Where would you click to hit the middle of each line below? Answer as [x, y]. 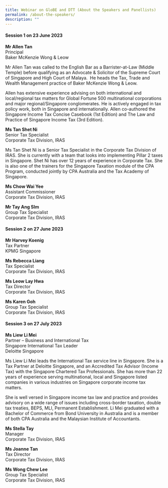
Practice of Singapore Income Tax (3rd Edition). [55, 119]
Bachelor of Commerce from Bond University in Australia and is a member [82, 413]
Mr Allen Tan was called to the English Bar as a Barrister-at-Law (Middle [80, 67]
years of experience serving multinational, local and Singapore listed [76, 377]
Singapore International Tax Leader [41, 345]
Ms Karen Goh [20, 301]
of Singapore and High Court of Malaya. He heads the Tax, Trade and [77, 78]
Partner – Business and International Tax [47, 340]
